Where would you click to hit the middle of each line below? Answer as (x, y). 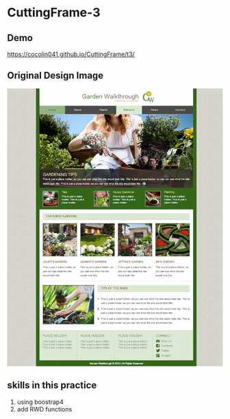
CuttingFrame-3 (54, 13)
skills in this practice (52, 385)
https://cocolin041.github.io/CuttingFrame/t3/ (71, 54)
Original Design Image (55, 76)
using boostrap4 (40, 402)
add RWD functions (44, 409)
